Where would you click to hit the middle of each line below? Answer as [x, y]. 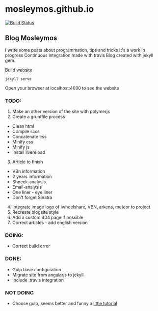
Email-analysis [27, 187]
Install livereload [29, 152]
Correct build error [31, 246]
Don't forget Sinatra [32, 198]
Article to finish [27, 162]
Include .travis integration [38, 280]
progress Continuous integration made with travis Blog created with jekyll [79, 55]
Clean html [23, 126]
